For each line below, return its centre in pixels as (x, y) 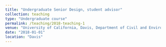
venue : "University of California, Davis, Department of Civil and (76, 28)
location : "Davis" (24, 37)
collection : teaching (27, 14)
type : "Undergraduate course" (36, 19)
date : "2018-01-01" (25, 32)
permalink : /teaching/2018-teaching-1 (45, 23)
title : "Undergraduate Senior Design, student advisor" (64, 10)
